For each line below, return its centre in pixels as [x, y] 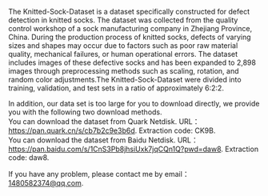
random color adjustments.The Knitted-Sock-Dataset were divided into [125, 80]
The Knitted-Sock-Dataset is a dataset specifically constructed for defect [129, 12]
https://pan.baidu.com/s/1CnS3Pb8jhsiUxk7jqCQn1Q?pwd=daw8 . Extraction [133, 149]
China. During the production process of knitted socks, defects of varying [130, 37]
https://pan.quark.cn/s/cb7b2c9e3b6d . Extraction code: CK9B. [112, 130]
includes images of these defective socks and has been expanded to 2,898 [132, 62]
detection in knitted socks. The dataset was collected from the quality [123, 20]
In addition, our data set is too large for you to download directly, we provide [134, 104]
